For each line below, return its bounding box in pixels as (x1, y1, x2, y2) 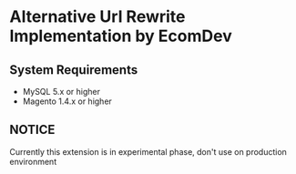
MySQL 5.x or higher (22, 87, 101, 97)
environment (9, 156, 57, 167)
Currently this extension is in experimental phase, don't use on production (9, 146, 287, 157)
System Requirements (9, 62, 138, 77)
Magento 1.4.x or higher (22, 96, 112, 107)
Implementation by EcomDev (9, 26, 232, 46)
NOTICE (9, 122, 56, 138)
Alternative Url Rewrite (9, 6, 186, 27)
